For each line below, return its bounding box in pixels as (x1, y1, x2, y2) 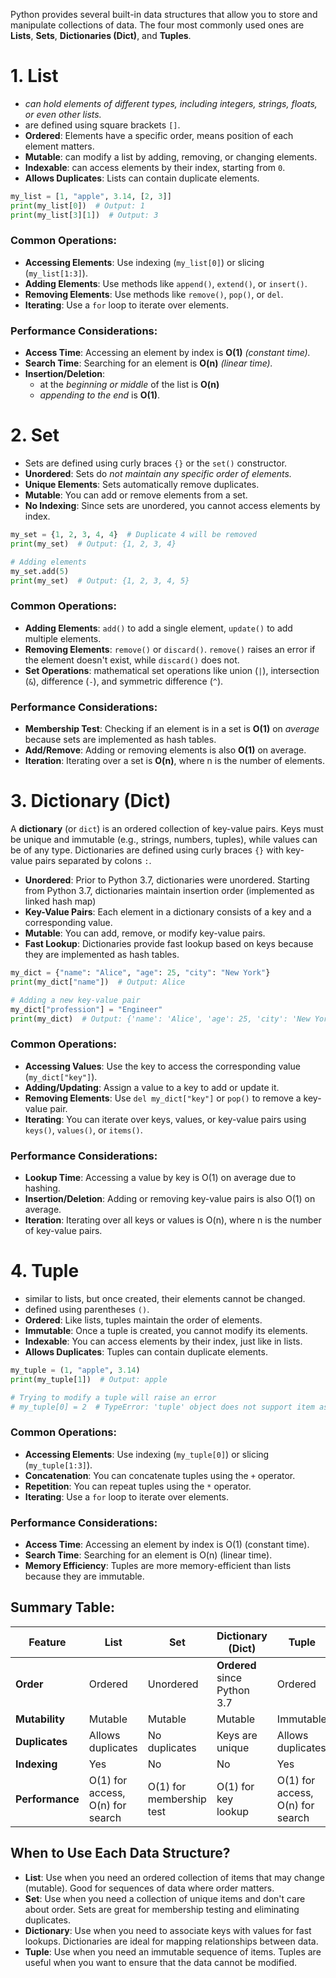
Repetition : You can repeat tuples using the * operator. (24, 1480, 252, 1492)
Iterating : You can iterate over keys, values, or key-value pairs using (24, 1113, 307, 1125)
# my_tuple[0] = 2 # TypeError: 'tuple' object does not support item (10, 1402, 315, 1412)
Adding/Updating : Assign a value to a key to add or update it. (24, 1081, 280, 1093)
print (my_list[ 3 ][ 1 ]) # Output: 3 (10, 210, 159, 220)
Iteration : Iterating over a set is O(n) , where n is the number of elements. (24, 755, 326, 767)
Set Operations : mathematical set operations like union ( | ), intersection (24, 664, 320, 676)
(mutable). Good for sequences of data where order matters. (24, 1882, 275, 1894)
